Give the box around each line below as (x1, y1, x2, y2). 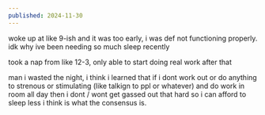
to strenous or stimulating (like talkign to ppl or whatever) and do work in (8, 81, 245, 90)
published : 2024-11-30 (8, 11, 83, 20)
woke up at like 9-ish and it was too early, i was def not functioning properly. (8, 33, 258, 43)
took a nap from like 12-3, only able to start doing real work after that (8, 57, 232, 67)
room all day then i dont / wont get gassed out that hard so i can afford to (8, 89, 247, 99)
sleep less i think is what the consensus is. (8, 98, 147, 107)
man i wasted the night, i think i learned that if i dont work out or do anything (8, 72, 257, 82)
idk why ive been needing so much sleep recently (8, 41, 170, 52)
